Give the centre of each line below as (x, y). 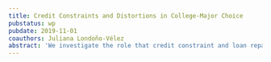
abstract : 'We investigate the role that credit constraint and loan (128, 46)
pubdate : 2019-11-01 (43, 31)
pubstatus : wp (32, 23)
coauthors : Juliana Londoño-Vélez (67, 38)
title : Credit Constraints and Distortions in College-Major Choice (126, 16)
